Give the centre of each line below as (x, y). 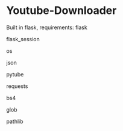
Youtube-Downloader (61, 11)
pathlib (15, 121)
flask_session (23, 39)
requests (17, 86)
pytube (15, 74)
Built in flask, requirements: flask (47, 27)
